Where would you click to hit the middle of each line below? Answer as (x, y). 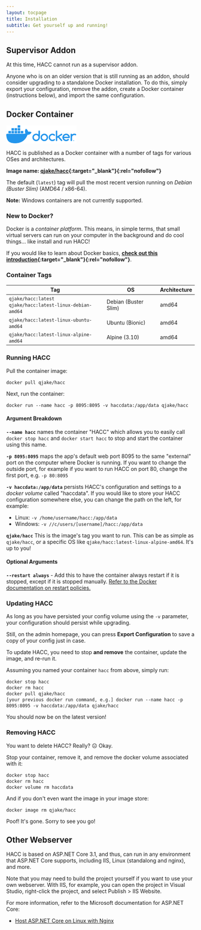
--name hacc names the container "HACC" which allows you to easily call (96, 431)
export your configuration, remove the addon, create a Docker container (95, 89)
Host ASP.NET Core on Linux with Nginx (64, 921)
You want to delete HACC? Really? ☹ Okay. (60, 746)
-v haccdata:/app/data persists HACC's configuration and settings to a (94, 487)
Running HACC (28, 358)
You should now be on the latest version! (56, 717)
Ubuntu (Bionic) (126, 323)
